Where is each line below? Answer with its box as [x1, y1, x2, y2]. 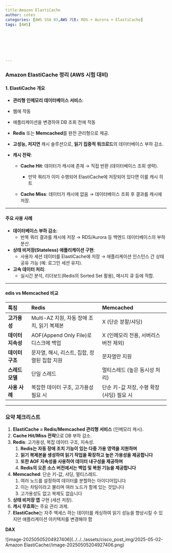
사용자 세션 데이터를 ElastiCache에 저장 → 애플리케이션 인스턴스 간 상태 [20, 253, 164, 260]
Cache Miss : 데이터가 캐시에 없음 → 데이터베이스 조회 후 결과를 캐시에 [20, 191, 162, 197]
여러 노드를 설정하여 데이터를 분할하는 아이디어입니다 [20, 477, 126, 484]
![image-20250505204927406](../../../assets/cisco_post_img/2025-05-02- [5, 537, 163, 543]
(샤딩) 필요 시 [102, 391, 133, 398]
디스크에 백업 [31, 339, 61, 346]
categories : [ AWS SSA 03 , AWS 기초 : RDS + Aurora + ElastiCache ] [5, 17, 143, 22]
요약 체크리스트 [5, 413, 41, 420]
